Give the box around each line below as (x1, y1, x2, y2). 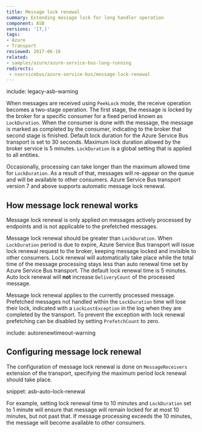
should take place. (6, 375, 53, 383)
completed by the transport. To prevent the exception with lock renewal (6, 311, 185, 318)
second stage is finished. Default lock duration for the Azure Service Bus (6, 132, 189, 139)
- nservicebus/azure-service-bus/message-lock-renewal (8, 71, 150, 77)
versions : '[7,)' (6, 26, 50, 32)
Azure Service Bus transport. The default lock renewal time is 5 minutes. (6, 267, 187, 274)
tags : (6, 32, 20, 38)
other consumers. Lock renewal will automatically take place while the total (6, 254, 194, 262)
